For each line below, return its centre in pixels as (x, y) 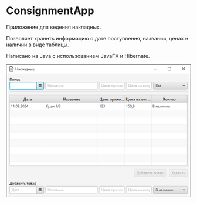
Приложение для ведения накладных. (54, 27)
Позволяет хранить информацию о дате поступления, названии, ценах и (97, 38)
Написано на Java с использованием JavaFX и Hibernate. (78, 56)
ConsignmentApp (50, 11)
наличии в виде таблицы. (38, 45)
